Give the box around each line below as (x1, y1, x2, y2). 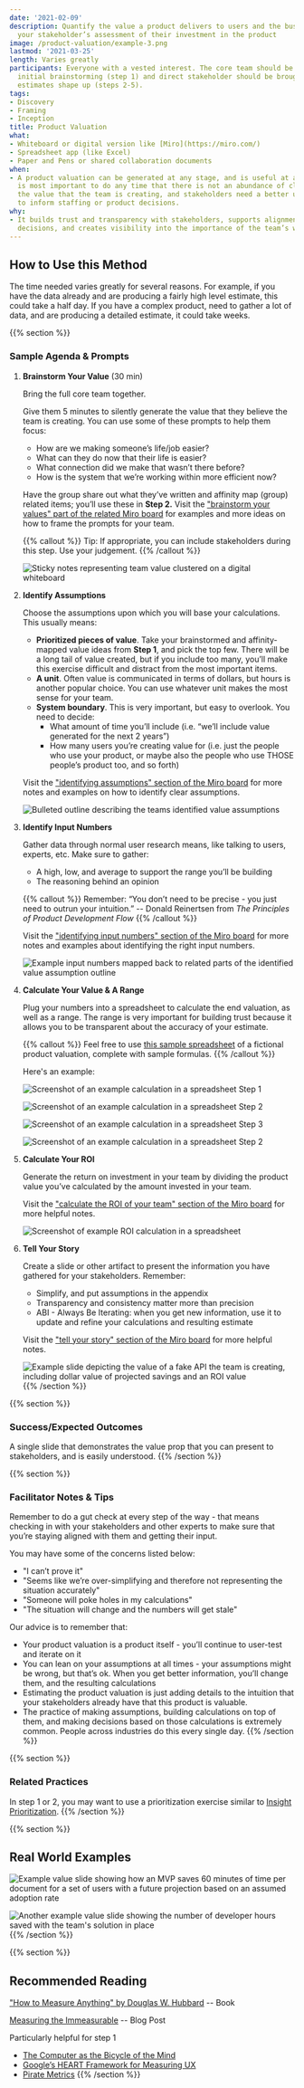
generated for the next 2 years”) (49, 730, 170, 741)
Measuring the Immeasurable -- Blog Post (9, 2015, 166, 2026)
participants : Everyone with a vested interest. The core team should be (9, 64, 294, 73)
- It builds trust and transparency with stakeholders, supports (9, 215, 261, 224)
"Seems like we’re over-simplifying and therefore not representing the (22, 1576, 283, 1587)
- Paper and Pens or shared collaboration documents (9, 156, 213, 166)
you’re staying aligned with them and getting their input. (9, 1530, 218, 1541)
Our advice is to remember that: (9, 1622, 128, 1633)
